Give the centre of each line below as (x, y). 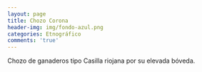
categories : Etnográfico (44, 34)
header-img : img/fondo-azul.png (55, 27)
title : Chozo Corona (38, 21)
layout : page (27, 14)
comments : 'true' (33, 41)
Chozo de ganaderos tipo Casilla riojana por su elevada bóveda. (101, 61)
